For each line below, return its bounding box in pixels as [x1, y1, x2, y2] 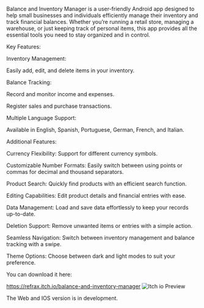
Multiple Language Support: [6, 115, 76, 121]
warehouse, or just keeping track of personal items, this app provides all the [6, 24, 197, 32]
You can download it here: [6, 271, 72, 278]
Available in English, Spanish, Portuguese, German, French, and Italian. [6, 126, 184, 133]
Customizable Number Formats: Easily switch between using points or [6, 162, 183, 169]
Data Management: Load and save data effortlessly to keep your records [6, 204, 189, 211]
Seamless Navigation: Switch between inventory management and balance [6, 234, 195, 241]
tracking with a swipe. [6, 241, 62, 247]
